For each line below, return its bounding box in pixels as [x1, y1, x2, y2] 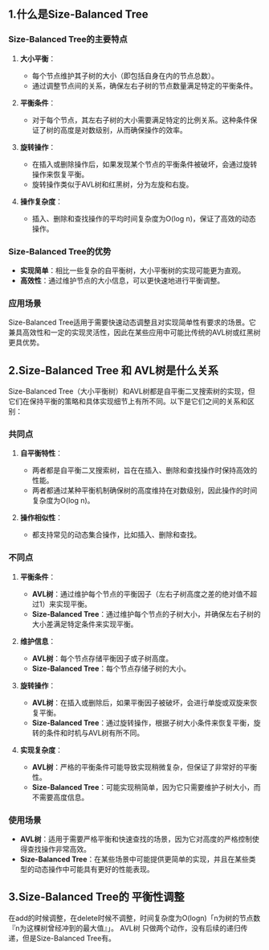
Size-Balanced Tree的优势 [8, 246, 112, 257]
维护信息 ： [19, 636, 56, 646]
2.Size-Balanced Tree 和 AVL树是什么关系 [8, 363, 219, 377]
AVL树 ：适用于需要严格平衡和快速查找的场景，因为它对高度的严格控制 [19, 834, 253, 844]
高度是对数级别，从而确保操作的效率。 [59, 125, 187, 134]
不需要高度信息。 [31, 792, 89, 802]
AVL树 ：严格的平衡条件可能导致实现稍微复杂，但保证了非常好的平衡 [31, 762, 258, 771]
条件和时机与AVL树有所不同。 [46, 728, 145, 737]
